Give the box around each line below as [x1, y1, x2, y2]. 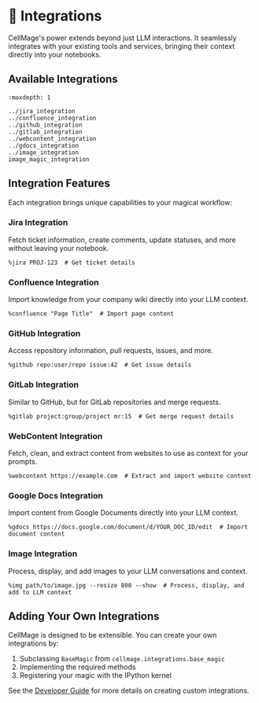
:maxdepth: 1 [8, 94, 51, 101]
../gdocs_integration [8, 142, 80, 149]
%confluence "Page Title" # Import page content [8, 310, 175, 318]
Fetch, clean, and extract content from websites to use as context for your [8, 448, 249, 458]
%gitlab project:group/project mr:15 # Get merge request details [8, 412, 235, 420]
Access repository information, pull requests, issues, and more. [8, 346, 214, 355]
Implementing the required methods [19, 662, 136, 672]
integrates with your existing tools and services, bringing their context [8, 41, 235, 50]
